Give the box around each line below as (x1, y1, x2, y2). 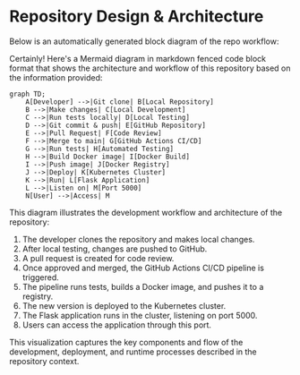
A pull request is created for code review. (21, 252, 175, 263)
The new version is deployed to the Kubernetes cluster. (21, 300, 227, 311)
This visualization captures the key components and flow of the (9, 337, 244, 347)
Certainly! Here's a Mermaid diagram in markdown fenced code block (9, 53, 267, 64)
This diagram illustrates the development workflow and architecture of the (9, 207, 283, 217)
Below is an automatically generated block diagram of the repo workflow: (9, 36, 279, 47)
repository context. (9, 355, 80, 366)
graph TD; (9, 89, 47, 98)
